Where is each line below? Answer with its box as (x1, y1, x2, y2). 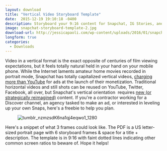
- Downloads (9, 44, 35, 49)
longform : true (5, 35, 37, 40)
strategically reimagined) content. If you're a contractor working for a (5, 95, 147, 101)
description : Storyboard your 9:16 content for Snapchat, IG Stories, (5, 21, 155, 26)
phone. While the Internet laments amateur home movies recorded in (5, 68, 146, 74)
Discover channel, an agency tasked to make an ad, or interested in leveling (5, 100, 160, 105)
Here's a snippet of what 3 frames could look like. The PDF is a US (5, 124, 142, 130)
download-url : (5, 30, 35, 35)
